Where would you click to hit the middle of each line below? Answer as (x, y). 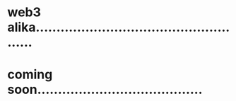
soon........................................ (105, 90)
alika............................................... (119, 27)
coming (30, 75)
